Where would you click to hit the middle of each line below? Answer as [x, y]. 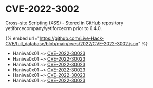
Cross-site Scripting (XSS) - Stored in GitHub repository [64, 23]
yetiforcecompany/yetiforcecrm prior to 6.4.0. [54, 28]
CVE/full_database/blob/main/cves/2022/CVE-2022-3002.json [72, 43]
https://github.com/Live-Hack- [72, 38]
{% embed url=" [23, 38]
